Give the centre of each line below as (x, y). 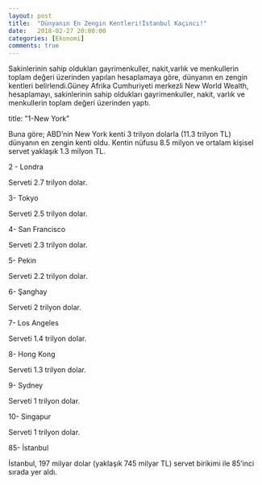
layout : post (30, 16)
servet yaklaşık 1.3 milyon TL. (57, 151)
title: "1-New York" (39, 118)
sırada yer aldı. (33, 472)
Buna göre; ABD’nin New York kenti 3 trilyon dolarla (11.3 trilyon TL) (120, 135)
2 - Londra (26, 167)
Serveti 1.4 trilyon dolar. (48, 338)
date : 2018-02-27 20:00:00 (57, 31)
